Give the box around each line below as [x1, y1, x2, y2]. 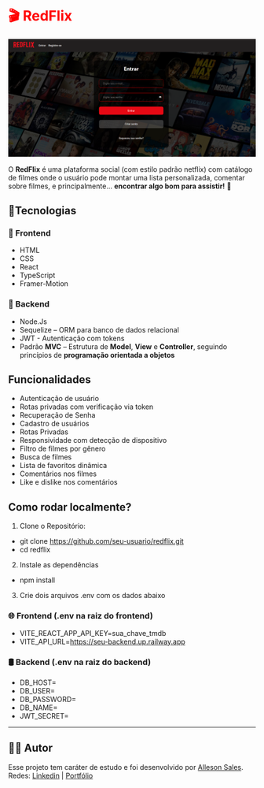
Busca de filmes [19, 452, 72, 462]
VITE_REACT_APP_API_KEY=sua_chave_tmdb [19, 628, 167, 637]
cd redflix [19, 545, 51, 555]
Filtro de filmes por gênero [19, 444, 106, 454]
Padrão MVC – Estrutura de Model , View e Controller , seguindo [19, 341, 228, 351]
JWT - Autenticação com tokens [19, 333, 125, 343]
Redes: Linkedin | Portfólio [8, 771, 93, 780]
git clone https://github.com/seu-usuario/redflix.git [19, 537, 185, 546]
